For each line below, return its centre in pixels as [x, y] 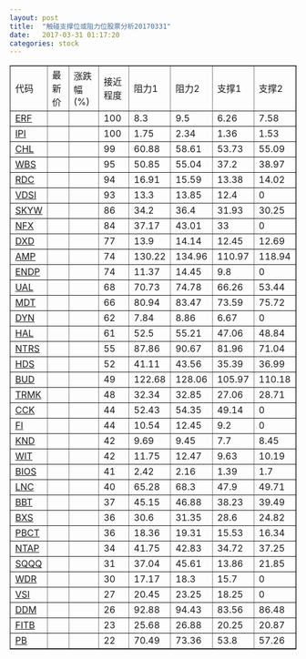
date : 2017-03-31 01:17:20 [65, 35]
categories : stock [44, 43]
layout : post [34, 18]
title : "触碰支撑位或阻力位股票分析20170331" [90, 26]
